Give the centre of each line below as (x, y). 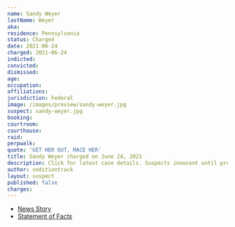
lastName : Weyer (31, 20)
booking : (20, 117)
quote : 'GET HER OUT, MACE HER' (54, 150)
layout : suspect (31, 176)
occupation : (24, 85)
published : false (33, 182)
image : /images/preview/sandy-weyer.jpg (67, 105)
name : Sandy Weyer (34, 14)
